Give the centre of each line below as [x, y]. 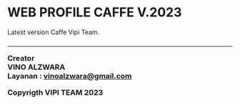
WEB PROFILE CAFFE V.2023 [95, 12]
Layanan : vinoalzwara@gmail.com [70, 76]
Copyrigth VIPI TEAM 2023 [55, 92]
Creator [21, 58]
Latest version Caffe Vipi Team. [54, 32]
